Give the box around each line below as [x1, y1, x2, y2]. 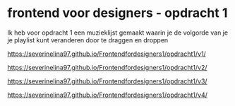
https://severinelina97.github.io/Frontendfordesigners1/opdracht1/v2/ [7, 63, 207, 71]
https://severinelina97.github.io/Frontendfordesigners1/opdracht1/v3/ [7, 76, 207, 86]
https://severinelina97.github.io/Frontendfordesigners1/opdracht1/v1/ [7, 49, 206, 58]
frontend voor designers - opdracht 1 [7, 5, 228, 21]
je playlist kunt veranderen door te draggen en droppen [7, 35, 169, 44]
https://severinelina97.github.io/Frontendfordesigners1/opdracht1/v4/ [7, 90, 208, 99]
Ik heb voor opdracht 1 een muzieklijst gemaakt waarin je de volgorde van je [7, 28, 228, 37]
